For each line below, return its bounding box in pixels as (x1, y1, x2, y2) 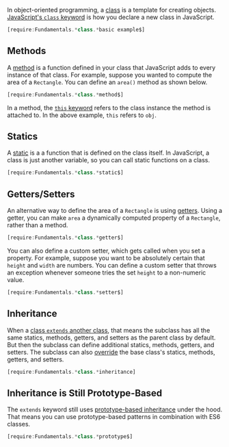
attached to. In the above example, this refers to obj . (7, 111, 157, 119)
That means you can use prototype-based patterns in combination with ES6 (7, 413, 221, 421)
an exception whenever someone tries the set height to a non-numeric (7, 268, 206, 277)
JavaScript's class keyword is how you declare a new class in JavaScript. (7, 13, 215, 21)
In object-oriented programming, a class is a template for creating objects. (7, 6, 217, 14)
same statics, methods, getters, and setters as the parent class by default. (7, 333, 216, 342)
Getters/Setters (7, 188, 75, 200)
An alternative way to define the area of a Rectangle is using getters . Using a (7, 207, 223, 215)
